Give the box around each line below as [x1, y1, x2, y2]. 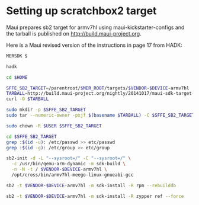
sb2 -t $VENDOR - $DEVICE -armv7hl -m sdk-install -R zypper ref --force [6, 193, 184, 199]
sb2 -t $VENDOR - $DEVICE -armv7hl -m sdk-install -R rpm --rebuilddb [6, 182, 176, 188]
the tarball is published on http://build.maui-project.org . [6, 30, 142, 37]
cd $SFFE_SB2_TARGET [6, 133, 57, 140]
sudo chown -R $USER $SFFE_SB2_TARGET [6, 123, 102, 129]
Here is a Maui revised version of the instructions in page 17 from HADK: [6, 41, 182, 49]
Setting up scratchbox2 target [6, 4, 157, 18]
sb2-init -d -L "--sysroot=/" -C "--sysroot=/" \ [6, 155, 131, 161]
